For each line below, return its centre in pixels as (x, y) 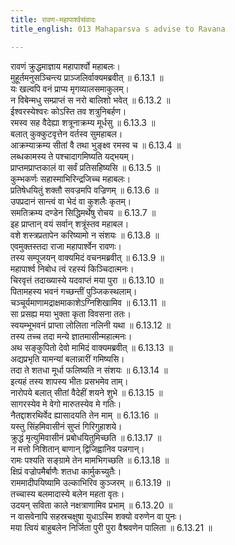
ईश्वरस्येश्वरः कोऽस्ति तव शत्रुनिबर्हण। (68, 111)
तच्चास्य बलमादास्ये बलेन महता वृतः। (67, 493)
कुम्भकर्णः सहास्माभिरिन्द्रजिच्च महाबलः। (71, 178)
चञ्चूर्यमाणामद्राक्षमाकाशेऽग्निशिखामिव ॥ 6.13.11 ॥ (88, 302)
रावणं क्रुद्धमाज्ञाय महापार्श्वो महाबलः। (65, 66)
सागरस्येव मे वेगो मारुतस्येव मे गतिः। (66, 403)
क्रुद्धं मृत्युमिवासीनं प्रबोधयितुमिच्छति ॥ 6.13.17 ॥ (86, 437)
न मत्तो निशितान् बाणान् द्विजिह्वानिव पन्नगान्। (77, 448)
